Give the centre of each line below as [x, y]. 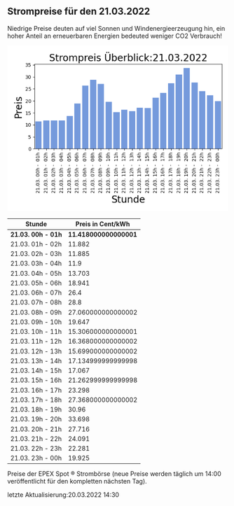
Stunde [36, 224]
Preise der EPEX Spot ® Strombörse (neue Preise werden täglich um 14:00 [115, 473]
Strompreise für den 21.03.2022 [79, 12]
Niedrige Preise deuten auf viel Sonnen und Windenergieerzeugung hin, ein [116, 28]
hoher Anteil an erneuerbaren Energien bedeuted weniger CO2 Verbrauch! [115, 36]
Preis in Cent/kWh [103, 224]
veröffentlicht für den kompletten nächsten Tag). [77, 481]
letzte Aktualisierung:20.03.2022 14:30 [63, 494]
